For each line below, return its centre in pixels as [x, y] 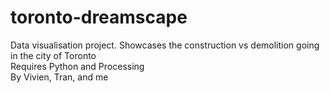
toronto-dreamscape [99, 17]
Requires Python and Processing [77, 66]
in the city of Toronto [53, 55]
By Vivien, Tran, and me [59, 77]
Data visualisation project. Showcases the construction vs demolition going [165, 45]
